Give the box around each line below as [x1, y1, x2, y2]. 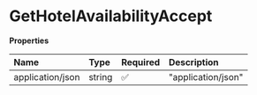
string [87, 70, 113, 83]
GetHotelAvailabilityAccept [9, 6, 213, 26]
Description [168, 55, 219, 68]
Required [120, 55, 161, 68]
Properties [9, 35, 49, 46]
